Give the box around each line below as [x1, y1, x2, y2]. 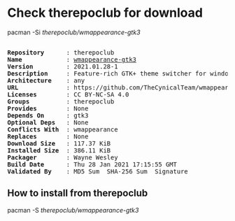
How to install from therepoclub [7, 187, 148, 199]
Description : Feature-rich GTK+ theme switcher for [7, 69, 207, 78]
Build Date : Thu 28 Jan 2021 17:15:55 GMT [7, 160, 177, 169]
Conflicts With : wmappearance [7, 125, 118, 134]
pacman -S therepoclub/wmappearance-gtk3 [7, 206, 139, 214]
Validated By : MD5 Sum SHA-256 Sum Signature [7, 167, 189, 176]
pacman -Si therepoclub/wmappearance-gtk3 [7, 28, 141, 36]
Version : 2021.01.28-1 [7, 62, 118, 71]
